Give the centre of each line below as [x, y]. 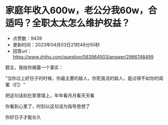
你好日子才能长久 [23, 117]
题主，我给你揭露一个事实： [34, 67]
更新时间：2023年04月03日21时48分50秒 [56, 44]
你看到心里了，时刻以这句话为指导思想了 [48, 106]
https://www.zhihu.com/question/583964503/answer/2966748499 [83, 57]
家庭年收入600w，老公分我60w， [77, 10]
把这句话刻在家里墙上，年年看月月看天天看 [50, 95]
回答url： [22, 51]
